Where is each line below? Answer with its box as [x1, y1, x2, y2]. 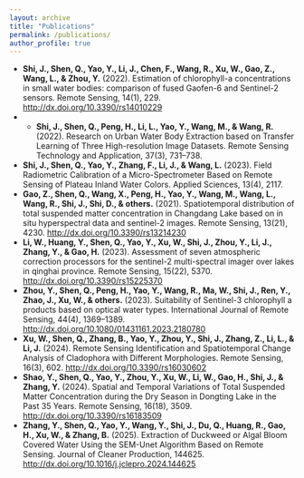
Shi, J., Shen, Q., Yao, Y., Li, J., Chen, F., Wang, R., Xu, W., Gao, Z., [22, 63, 275, 74]
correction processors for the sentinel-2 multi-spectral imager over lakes [22, 256, 295, 268]
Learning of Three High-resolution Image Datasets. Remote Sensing [35, 141, 290, 151]
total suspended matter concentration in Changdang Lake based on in [22, 208, 283, 219]
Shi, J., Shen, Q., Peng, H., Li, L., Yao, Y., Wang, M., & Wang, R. [35, 122, 274, 132]
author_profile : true [9, 38, 91, 48]
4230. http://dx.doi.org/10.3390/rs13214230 [22, 228, 187, 239]
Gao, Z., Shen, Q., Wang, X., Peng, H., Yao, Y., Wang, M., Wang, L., [22, 189, 276, 200]
